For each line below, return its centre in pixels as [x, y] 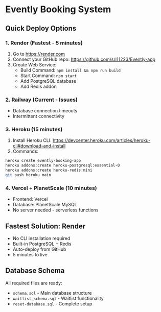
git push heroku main [28, 175]
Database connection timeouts [45, 111]
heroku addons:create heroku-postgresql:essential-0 [63, 165]
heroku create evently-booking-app [43, 161]
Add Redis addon [39, 86]
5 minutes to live [30, 255]
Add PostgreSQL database [48, 81]
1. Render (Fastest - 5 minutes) [44, 43]
